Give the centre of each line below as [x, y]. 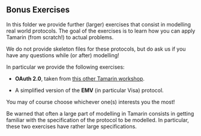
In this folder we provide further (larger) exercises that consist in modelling [98, 24]
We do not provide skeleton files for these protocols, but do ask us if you [96, 49]
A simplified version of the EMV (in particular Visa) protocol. [89, 90]
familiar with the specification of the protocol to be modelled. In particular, [97, 120]
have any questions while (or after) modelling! [63, 55]
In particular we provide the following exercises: [65, 67]
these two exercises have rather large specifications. [71, 126]
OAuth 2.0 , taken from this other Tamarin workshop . [80, 78]
